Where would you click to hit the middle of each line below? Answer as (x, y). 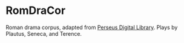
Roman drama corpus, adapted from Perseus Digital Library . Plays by (92, 27)
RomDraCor (36, 11)
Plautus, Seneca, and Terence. (44, 33)
